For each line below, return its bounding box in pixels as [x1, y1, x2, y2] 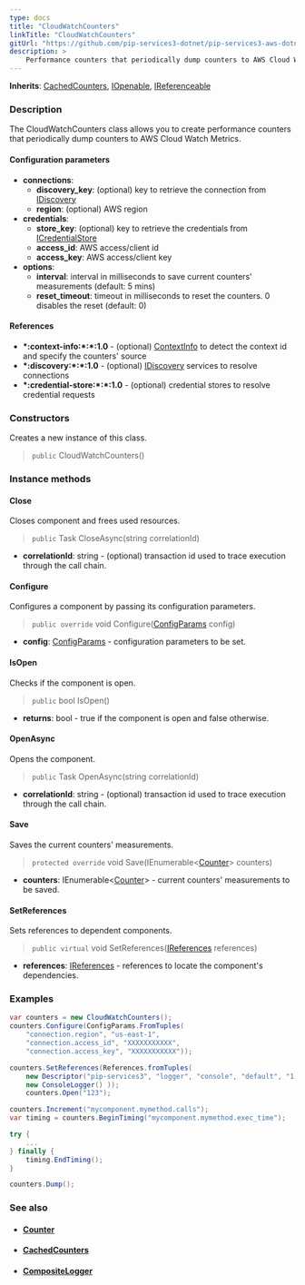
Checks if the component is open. [9, 677, 136, 688]
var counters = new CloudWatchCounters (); [9, 1013, 172, 1023]
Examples [9, 993, 54, 1005]
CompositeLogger [22, 1266, 93, 1277]
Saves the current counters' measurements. [9, 839, 174, 850]
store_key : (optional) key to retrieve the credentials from [35, 222, 248, 233]
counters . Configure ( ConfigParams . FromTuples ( [9, 1022, 184, 1031]
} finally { [9, 1146, 54, 1156]
